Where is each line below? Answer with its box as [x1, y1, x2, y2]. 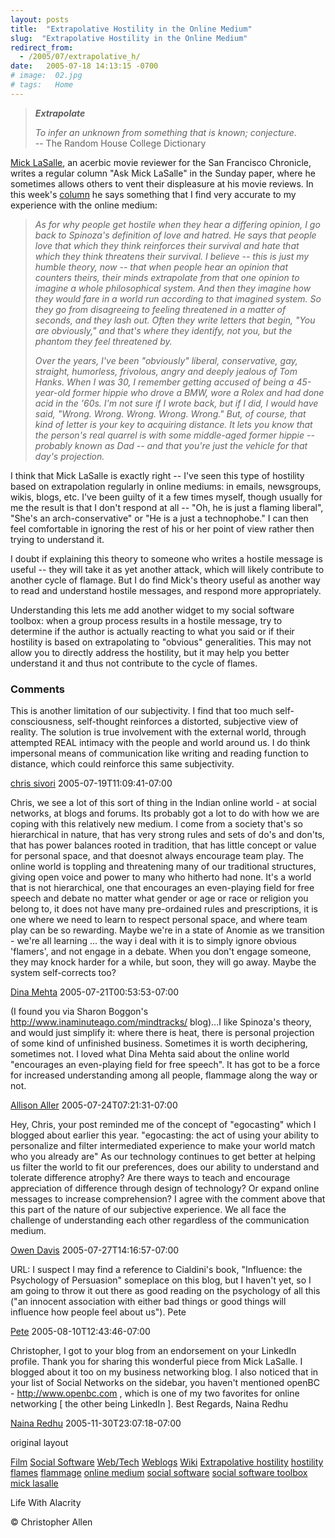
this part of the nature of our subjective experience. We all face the [10, 1204, 287, 1216]
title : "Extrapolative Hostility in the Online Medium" [10, 24, 253, 34]
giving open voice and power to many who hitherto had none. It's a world [10, 871, 312, 883]
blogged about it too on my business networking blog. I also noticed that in [10, 1366, 319, 1378]
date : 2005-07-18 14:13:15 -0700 [10, 61, 159, 71]
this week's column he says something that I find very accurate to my [10, 188, 297, 200]
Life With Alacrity [10, 1497, 82, 1509]
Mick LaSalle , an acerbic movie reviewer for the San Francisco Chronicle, [10, 156, 312, 168]
